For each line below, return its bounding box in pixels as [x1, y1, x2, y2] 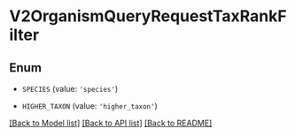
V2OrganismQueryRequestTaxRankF [9, 6, 287, 26]
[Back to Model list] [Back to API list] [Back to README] [9, 117, 213, 128]
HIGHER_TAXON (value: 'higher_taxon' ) [21, 101, 158, 111]
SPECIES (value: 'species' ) [21, 84, 118, 94]
